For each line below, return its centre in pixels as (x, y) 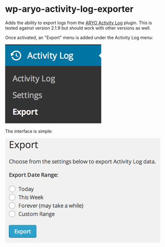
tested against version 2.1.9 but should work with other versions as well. (78, 28)
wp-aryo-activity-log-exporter (69, 9)
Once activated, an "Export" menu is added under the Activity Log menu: (79, 37)
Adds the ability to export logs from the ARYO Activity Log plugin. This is (79, 23)
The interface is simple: (29, 131)
